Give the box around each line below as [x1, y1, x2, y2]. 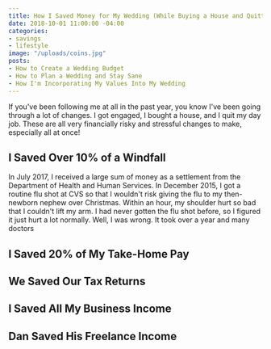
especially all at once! [8, 127, 81, 137]
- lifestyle [8, 42, 48, 50]
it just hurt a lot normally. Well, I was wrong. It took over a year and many [8, 215, 250, 225]
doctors [8, 224, 35, 233]
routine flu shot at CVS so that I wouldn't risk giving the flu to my [8, 189, 223, 199]
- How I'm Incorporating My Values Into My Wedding [8, 79, 186, 87]
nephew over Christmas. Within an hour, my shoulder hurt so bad [40, 198, 256, 208]
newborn [8, 198, 39, 208]
